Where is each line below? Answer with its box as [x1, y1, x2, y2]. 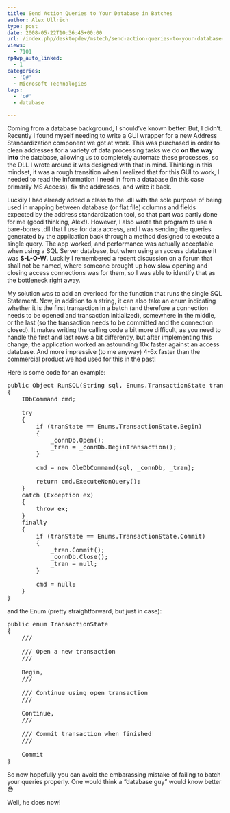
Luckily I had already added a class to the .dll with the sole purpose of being [7, 196, 222, 204]
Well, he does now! [7, 798, 61, 806]
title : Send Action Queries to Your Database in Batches [7, 10, 173, 17]
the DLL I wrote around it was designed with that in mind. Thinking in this [7, 161, 212, 169]
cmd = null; [36, 580, 77, 588]
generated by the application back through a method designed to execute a [7, 232, 220, 240]
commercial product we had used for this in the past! [7, 355, 156, 363]
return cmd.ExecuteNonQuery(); [36, 478, 141, 485]
